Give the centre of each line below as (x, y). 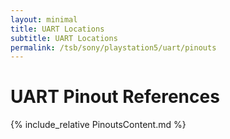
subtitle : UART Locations (64, 38)
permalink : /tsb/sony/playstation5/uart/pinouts (113, 47)
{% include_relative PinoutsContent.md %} (98, 125)
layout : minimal (44, 19)
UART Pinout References (115, 97)
